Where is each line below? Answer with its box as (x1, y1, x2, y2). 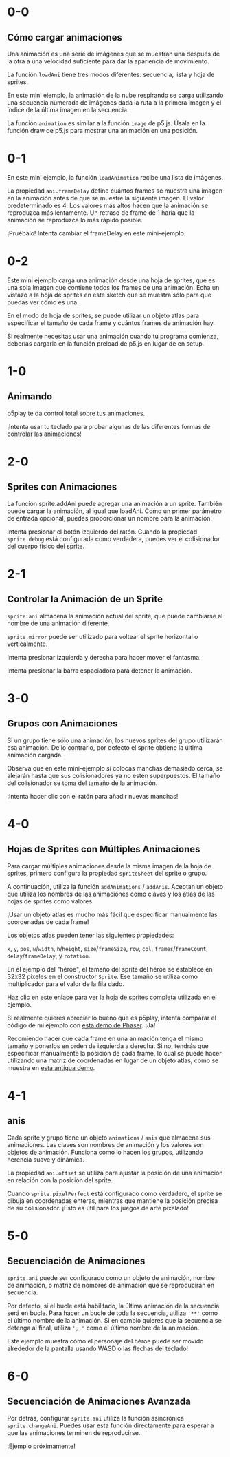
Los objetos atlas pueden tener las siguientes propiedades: (7, 931, 174, 939)
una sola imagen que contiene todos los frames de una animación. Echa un (7, 283, 220, 291)
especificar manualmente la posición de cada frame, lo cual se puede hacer (7, 1049, 222, 1057)
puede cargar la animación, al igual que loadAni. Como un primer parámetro (7, 507, 222, 515)
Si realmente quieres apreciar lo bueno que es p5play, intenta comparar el (7, 1014, 216, 1022)
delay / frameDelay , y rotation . (7, 952, 91, 960)
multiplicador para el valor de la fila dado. (7, 979, 125, 988)
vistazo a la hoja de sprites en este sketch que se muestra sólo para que (7, 291, 211, 299)
